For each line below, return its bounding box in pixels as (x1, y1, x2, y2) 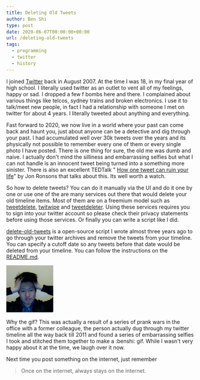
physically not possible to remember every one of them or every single (6, 140, 181, 147)
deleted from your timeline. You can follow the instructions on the (6, 247, 168, 254)
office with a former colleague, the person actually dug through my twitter (6, 325, 189, 332)
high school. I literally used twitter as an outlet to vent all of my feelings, (6, 84, 184, 91)
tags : (6, 41, 20, 47)
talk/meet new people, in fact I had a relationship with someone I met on (6, 103, 185, 111)
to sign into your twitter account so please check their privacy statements (6, 209, 189, 216)
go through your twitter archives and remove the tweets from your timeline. (6, 234, 192, 241)
